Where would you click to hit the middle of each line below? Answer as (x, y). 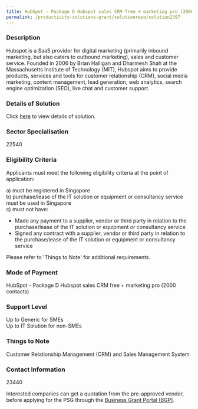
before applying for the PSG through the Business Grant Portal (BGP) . (90, 400)
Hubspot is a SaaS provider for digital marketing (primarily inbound (87, 50)
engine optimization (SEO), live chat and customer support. (78, 88)
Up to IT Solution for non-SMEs (44, 326)
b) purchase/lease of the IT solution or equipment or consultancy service (95, 197)
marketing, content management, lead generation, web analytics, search (94, 82)
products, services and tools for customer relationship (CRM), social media (97, 76)
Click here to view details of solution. (51, 116)
